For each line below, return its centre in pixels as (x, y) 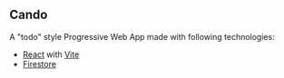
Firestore (39, 63)
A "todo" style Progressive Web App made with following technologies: (142, 36)
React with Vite (51, 54)
